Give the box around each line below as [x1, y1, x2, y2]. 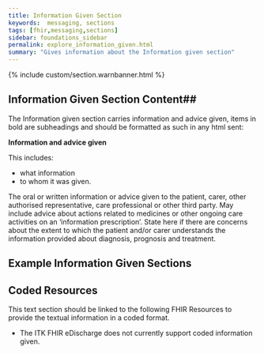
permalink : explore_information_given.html [8, 41, 154, 49]
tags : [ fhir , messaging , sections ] [8, 26, 119, 34]
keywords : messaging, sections [8, 19, 115, 27]
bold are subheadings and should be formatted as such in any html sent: [8, 122, 244, 131]
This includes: [8, 153, 54, 162]
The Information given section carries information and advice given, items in [8, 114, 257, 123]
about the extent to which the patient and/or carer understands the [8, 225, 226, 235]
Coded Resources [8, 284, 98, 297]
